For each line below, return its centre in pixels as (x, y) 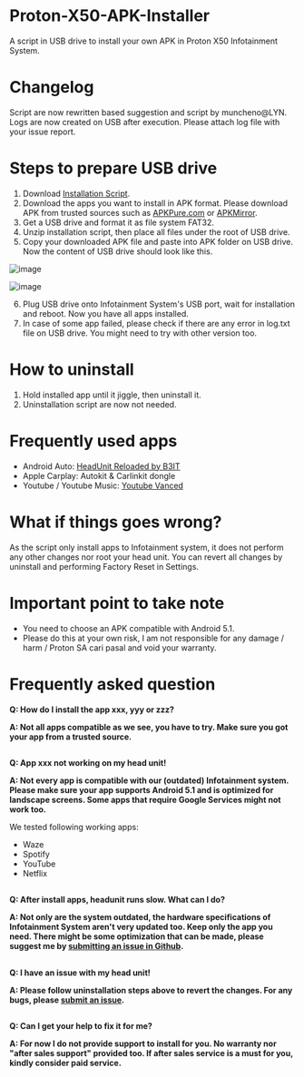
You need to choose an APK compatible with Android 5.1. (128, 628)
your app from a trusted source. (71, 737)
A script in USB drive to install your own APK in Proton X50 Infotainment (144, 41)
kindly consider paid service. (66, 1063)
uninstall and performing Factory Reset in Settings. (104, 566)
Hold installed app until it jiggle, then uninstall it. (112, 395)
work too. (28, 809)
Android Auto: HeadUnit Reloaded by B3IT (101, 466)
